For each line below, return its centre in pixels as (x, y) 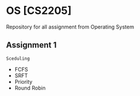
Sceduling (18, 58)
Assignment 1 (31, 45)
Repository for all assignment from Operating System (70, 27)
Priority (23, 81)
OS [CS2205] (39, 11)
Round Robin (30, 88)
